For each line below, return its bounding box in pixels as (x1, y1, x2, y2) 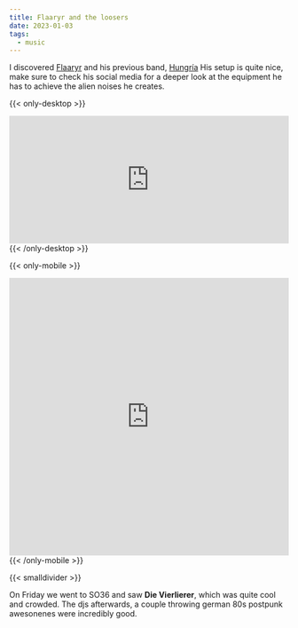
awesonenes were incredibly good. (9, 608, 137, 619)
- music (17, 37, 46, 47)
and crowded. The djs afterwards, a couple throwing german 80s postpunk (9, 599, 284, 609)
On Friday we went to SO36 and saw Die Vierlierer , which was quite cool (9, 590, 277, 600)
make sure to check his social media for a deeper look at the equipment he (9, 72, 282, 83)
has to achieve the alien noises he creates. (9, 81, 165, 91)
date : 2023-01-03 (9, 21, 74, 30)
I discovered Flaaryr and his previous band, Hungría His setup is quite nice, (9, 62, 284, 73)
